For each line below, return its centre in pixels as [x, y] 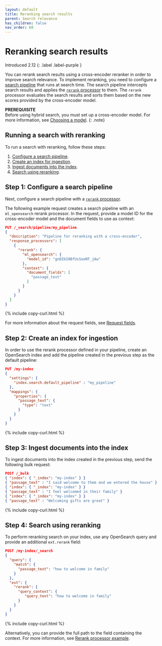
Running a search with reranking [55, 135]
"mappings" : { [24, 391]
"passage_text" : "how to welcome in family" [64, 569]
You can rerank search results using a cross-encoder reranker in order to [78, 75]
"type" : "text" [38, 405]
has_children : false [26, 23]
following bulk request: [28, 465]
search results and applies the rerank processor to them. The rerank [73, 90]
